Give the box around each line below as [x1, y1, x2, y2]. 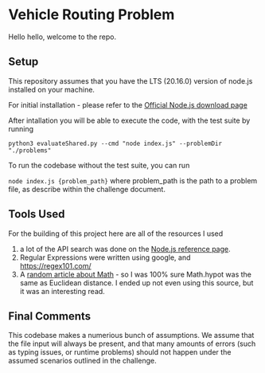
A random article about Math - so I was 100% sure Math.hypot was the [19, 269, 252, 279]
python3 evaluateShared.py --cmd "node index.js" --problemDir [8, 139, 223, 147]
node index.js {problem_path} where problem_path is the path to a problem [8, 175, 258, 185]
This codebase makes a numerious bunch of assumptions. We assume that [8, 331, 255, 340]
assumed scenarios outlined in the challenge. [8, 356, 157, 366]
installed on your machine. [8, 84, 95, 94]
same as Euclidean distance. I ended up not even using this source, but [19, 277, 254, 288]
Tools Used [8, 207, 65, 221]
